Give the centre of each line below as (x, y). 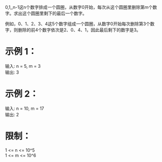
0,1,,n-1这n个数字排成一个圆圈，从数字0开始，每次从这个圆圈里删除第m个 (79, 7)
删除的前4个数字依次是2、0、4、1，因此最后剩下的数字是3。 (79, 30)
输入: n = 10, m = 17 (25, 108)
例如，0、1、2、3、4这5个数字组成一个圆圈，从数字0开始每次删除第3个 (78, 24)
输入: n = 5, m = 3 (23, 66)
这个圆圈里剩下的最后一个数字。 (54, 13)
